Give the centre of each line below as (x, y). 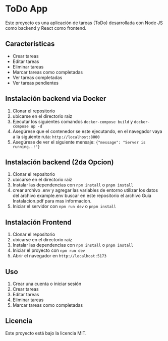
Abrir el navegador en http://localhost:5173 (60, 256)
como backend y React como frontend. (46, 28)
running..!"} (26, 147)
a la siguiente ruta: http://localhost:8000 (56, 137)
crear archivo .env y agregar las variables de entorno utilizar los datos (85, 190)
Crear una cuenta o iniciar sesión (47, 284)
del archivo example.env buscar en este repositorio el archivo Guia (82, 196)
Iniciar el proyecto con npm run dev (49, 250)
